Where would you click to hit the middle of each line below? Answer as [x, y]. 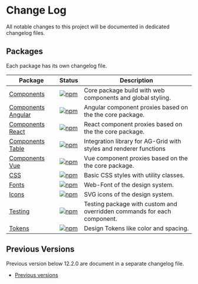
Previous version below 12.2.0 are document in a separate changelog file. [95, 263]
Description [136, 80]
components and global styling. [127, 97]
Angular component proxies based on [136, 107]
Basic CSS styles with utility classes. [134, 175]
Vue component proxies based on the [136, 158]
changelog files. [26, 32]
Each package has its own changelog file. [57, 66]
